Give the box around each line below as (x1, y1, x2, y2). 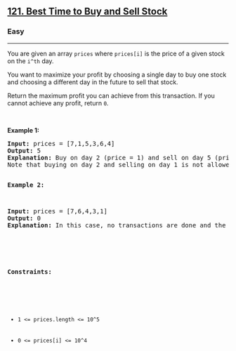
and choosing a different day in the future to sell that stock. (7, 77, 178, 86)
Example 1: (7, 126, 40, 134)
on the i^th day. (7, 56, 54, 65)
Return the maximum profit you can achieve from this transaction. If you (7, 91, 216, 100)
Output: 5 (7, 147, 41, 154)
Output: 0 (7, 214, 41, 222)
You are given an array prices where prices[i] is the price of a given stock (7, 49, 225, 58)
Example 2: (7, 180, 45, 189)
